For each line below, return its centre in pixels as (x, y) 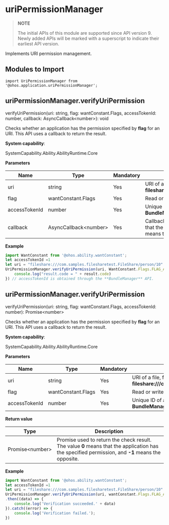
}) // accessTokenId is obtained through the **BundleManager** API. (80, 278)
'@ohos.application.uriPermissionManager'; (52, 85)
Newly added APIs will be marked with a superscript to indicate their (88, 38)
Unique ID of (147, 400)
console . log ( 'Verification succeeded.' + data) (65, 504)
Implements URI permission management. (49, 53)
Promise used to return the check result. (104, 440)
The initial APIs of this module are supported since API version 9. (85, 33)
